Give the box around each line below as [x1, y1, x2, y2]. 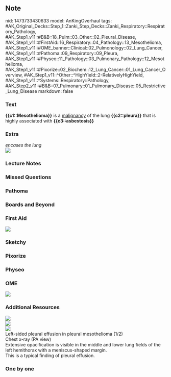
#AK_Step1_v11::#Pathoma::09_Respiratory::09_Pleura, [5, 50, 119, 56]
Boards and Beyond [5, 201, 55, 208]
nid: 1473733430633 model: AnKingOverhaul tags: [5, 17, 112, 23]
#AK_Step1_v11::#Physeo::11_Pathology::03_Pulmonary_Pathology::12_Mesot [5, 56, 165, 62]
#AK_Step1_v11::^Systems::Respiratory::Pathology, [5, 77, 110, 83]
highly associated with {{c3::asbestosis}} [5, 118, 94, 124]
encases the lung [5, 142, 42, 148]
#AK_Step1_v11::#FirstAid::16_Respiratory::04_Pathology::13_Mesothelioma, [5, 39, 162, 45]
